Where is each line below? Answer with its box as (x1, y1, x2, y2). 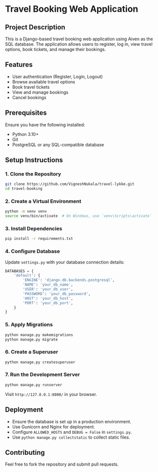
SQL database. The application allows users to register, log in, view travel (5, 41, 153, 47)
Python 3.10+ (12, 131, 39, 137)
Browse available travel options (12, 79, 75, 84)
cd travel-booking (5, 186, 43, 191)
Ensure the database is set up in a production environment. (12, 419, 132, 424)
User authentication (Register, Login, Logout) (12, 74, 103, 79)
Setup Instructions (5, 156, 63, 164)
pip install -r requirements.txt (5, 236, 73, 241)
